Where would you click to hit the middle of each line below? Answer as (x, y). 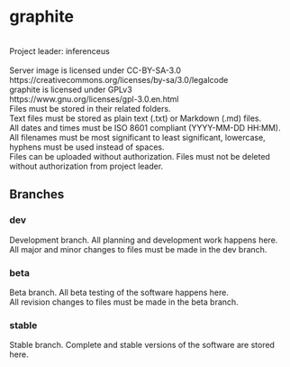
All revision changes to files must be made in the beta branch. (124, 302)
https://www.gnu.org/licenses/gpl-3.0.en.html (94, 99)
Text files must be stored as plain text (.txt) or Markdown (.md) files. (136, 118)
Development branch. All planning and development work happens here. (144, 240)
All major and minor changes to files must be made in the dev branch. (138, 249)
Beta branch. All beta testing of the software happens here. (119, 292)
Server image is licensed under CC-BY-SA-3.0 (95, 70)
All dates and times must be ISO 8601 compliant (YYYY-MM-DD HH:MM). (145, 127)
